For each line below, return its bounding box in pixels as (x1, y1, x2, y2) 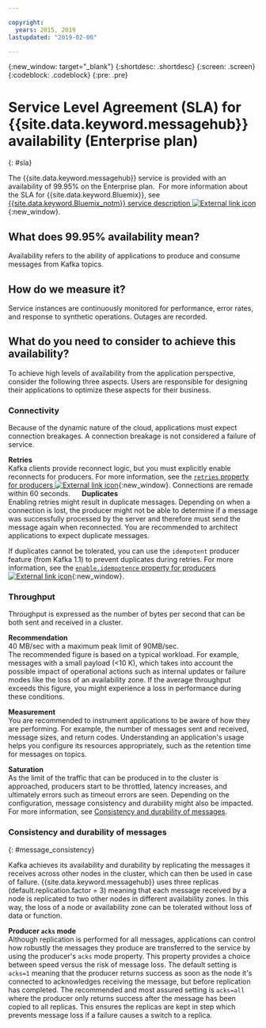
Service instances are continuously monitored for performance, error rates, (8, 303, 253, 313)
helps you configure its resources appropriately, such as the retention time (8, 741, 252, 751)
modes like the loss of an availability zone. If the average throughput (8, 675, 231, 685)
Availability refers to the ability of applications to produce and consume (8, 251, 241, 261)
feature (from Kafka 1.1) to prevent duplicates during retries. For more (8, 555, 234, 564)
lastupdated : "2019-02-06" (8, 33, 97, 41)
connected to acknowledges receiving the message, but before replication (8, 976, 251, 986)
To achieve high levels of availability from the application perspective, (8, 368, 236, 377)
